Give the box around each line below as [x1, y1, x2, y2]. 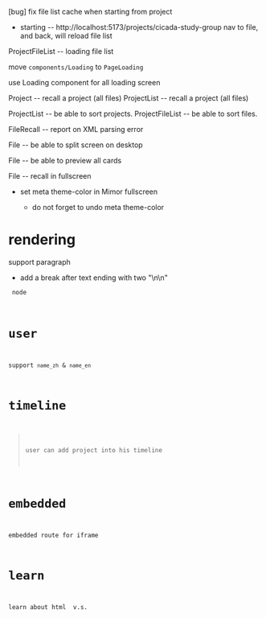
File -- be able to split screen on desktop [8, 140, 143, 150]
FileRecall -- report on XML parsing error [8, 125, 144, 134]
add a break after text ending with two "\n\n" [19, 273, 169, 282]
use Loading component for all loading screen [8, 78, 161, 87]
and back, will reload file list [19, 31, 113, 40]
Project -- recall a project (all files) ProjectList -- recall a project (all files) [8, 93, 249, 103]
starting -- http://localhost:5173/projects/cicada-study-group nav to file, [19, 23, 259, 31]
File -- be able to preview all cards [8, 156, 122, 165]
